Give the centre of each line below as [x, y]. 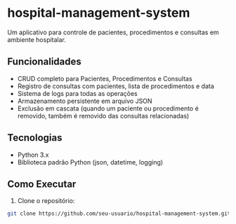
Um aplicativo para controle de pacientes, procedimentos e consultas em [113, 32]
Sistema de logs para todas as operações [78, 93]
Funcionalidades [45, 62]
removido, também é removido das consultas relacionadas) [103, 115]
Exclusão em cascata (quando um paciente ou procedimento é [108, 108]
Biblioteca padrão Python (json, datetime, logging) [90, 162]
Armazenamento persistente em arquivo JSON [85, 101]
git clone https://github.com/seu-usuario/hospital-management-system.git [119, 214]
